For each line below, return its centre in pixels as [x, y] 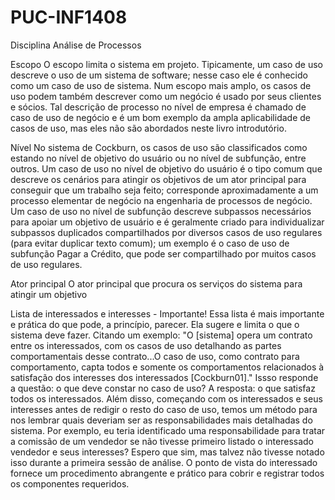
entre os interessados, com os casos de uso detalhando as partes [146, 345]
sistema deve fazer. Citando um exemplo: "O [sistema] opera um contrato [161, 335]
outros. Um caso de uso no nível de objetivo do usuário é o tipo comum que [166, 168]
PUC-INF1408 [69, 17]
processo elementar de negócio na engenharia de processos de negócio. [161, 200]
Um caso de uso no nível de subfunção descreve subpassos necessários [161, 211]
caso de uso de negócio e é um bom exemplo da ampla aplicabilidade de [160, 117]
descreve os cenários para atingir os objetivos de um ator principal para [158, 179]
